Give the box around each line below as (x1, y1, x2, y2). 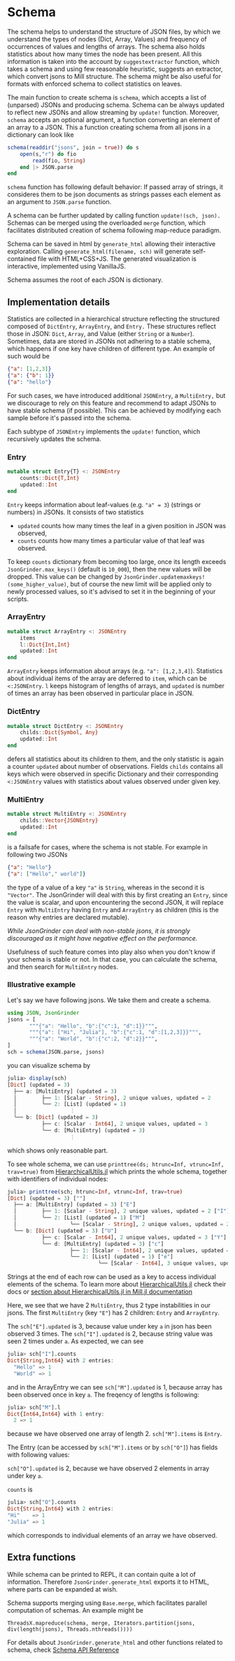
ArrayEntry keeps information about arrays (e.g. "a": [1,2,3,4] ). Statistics (7, 667, 223, 675)
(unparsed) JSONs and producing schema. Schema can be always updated (7, 100, 225, 109)
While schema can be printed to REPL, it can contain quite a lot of (7, 1570, 196, 1578)
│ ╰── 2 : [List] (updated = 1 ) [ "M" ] (13, 1214, 145, 1221)
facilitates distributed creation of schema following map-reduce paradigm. (7, 226, 222, 235)
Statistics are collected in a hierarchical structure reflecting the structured (7, 315, 220, 323)
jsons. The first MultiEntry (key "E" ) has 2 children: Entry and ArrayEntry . (7, 1309, 220, 1317)
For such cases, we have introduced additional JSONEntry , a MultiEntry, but (7, 391, 226, 400)
